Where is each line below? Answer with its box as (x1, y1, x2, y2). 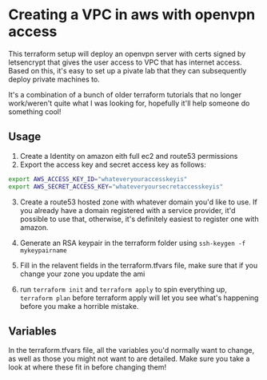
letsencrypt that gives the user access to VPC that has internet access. (8, 57, 242, 67)
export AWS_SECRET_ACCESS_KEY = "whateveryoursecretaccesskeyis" (8, 182, 224, 191)
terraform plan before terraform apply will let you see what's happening (19, 293, 259, 303)
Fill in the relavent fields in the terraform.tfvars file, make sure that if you (19, 260, 258, 270)
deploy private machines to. (8, 74, 100, 84)
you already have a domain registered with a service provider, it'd (19, 205, 236, 215)
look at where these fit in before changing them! (8, 362, 166, 372)
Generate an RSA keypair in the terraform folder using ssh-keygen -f (19, 238, 246, 247)
